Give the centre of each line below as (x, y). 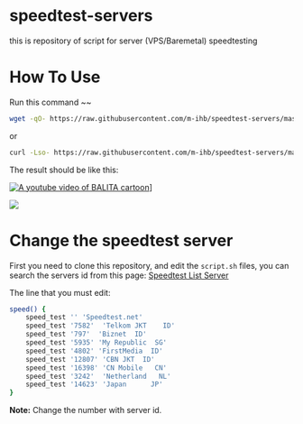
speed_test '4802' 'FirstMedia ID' (95, 351)
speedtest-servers (81, 16)
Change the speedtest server (121, 240)
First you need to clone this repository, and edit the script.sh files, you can (149, 265)
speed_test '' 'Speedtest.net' (84, 318)
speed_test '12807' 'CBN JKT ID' (90, 359)
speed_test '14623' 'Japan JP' (95, 384)
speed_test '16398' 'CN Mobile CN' (96, 368)
